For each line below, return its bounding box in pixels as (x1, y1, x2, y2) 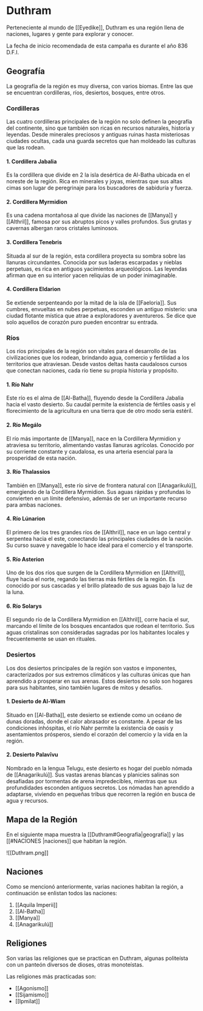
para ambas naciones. (6, 501, 62, 509)
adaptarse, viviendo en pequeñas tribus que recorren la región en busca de (6, 791, 196, 798)
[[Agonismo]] (15, 984, 49, 992)
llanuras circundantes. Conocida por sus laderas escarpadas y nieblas (6, 258, 182, 266)
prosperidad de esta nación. (6, 454, 77, 462)
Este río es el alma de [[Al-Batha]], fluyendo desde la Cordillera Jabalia (6, 394, 184, 402)
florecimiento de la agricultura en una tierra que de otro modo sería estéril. (6, 407, 193, 415)
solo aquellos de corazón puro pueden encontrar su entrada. (6, 318, 159, 326)
